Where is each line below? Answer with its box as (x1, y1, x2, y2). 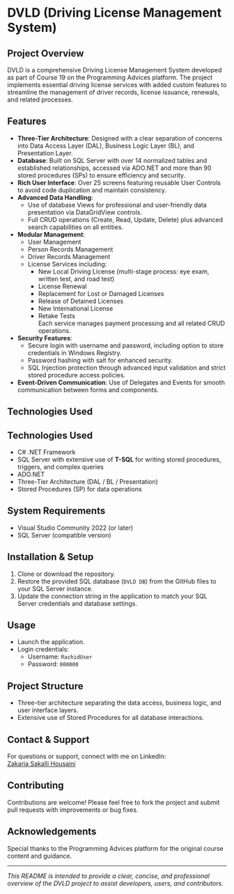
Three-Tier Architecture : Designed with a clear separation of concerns (17, 134, 223, 142)
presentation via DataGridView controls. (27, 207, 143, 217)
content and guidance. (7, 852, 72, 860)
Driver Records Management (27, 252, 111, 260)
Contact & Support (7, 733, 90, 746)
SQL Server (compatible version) (17, 531, 111, 539)
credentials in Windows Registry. (27, 348, 122, 356)
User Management (27, 237, 81, 246)
